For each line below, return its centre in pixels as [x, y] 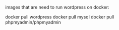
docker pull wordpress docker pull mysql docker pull [60, 17]
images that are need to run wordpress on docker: [57, 7]
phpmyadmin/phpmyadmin [33, 22]
